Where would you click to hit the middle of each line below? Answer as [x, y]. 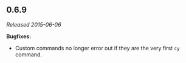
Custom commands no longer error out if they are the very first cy [97, 48]
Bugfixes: [19, 36]
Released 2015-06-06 [34, 24]
